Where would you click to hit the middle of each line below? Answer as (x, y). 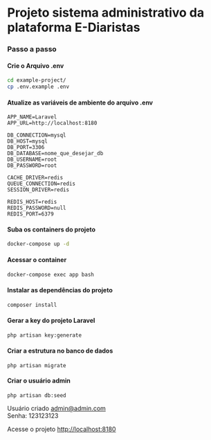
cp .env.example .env (38, 87)
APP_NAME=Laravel (32, 117)
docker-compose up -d (38, 244)
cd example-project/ (37, 80)
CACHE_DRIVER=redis (35, 178)
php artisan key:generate (44, 335)
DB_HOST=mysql (28, 141)
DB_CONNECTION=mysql (37, 135)
